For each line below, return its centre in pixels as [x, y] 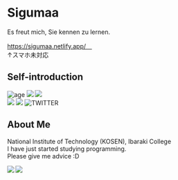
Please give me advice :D [43, 156]
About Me [29, 125]
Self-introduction [45, 77]
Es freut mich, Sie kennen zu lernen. [59, 32]
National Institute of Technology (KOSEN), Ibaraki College [89, 141]
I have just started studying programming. [67, 148]
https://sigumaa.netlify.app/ [47, 46]
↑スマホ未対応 [28, 55]
